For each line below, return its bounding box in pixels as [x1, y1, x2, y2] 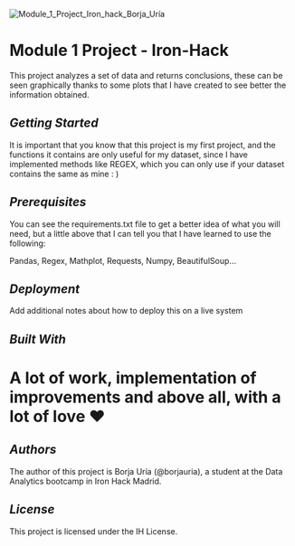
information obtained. [9, 89, 90, 99]
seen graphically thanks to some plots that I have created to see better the [9, 80, 287, 90]
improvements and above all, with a [9, 387, 281, 407]
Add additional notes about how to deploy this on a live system [9, 306, 243, 316]
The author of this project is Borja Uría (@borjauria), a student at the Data [9, 466, 283, 476]
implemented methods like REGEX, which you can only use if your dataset [9, 158, 285, 169]
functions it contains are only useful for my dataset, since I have [9, 149, 249, 160]
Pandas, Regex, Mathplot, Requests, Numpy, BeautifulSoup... [9, 255, 237, 266]
